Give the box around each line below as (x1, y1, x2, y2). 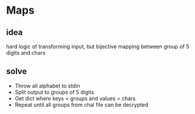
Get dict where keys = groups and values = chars (14, 94, 136, 102)
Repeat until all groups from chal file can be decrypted (14, 101, 149, 108)
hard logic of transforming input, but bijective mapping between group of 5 (6, 43, 190, 50)
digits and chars (6, 49, 46, 56)
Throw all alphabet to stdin (14, 82, 80, 89)
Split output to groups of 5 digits (14, 88, 94, 96)
